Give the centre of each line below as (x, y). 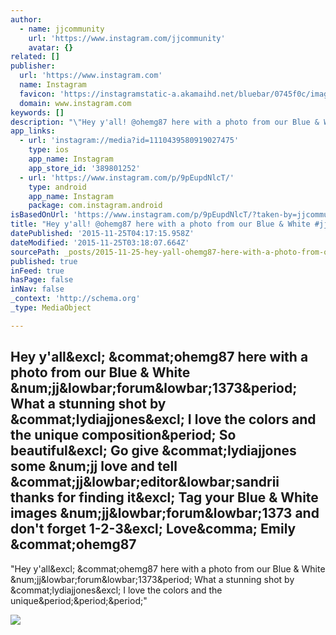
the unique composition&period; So (123, 435)
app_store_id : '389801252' (84, 168)
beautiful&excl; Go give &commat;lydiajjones (153, 451)
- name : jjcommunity (62, 29)
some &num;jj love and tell (94, 466)
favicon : (37, 94)
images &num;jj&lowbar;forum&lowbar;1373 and (165, 513)
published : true (44, 261)
